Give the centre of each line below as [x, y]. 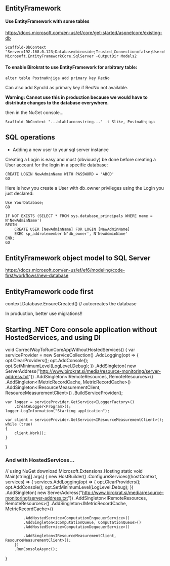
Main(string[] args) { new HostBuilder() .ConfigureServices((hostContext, [81, 477]
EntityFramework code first [49, 291]
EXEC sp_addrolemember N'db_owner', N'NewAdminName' [71, 234]
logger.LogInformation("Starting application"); [57, 411]
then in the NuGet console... [34, 112]
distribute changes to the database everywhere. [57, 102]
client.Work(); [30, 433]
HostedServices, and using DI [53, 338]
